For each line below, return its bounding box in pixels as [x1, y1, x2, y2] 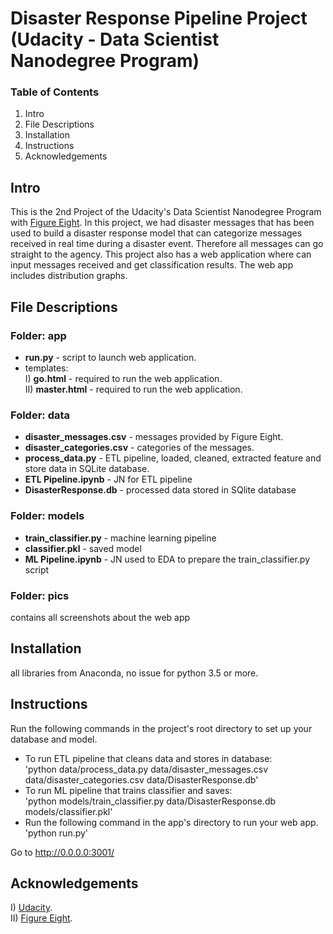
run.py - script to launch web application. [24, 351, 197, 363]
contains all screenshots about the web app [10, 611, 191, 623]
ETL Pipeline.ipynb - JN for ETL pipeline [24, 473, 193, 486]
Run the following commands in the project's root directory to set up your [10, 722, 313, 734]
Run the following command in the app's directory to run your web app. [24, 816, 319, 828]
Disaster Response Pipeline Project [10, 7, 308, 30]
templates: [24, 362, 69, 374]
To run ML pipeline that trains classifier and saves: [24, 784, 233, 796]
